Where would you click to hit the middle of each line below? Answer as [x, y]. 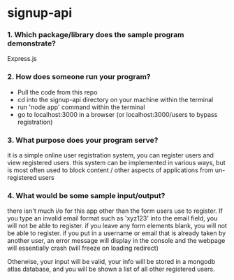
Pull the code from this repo [57, 92]
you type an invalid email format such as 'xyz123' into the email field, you [112, 218]
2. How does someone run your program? [79, 77]
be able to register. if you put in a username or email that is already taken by [117, 233]
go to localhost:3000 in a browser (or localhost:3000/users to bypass [117, 114]
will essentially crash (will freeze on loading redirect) [83, 248]
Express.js [22, 59]
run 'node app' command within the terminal [81, 107]
